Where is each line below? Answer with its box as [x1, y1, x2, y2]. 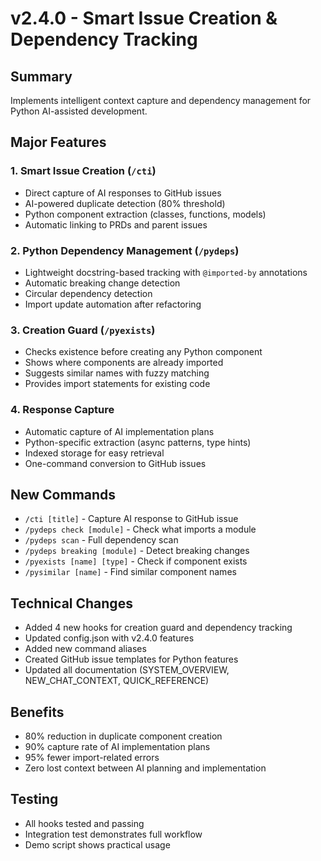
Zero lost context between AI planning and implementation [24, 762, 267, 774]
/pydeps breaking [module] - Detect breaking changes [24, 545, 250, 557]
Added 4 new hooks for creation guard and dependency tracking [24, 622, 293, 634]
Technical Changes [10, 595, 133, 612]
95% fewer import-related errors [24, 752, 160, 764]
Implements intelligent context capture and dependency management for [10, 95, 312, 106]
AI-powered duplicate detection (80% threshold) [24, 197, 226, 209]
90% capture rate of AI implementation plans [24, 741, 211, 753]
